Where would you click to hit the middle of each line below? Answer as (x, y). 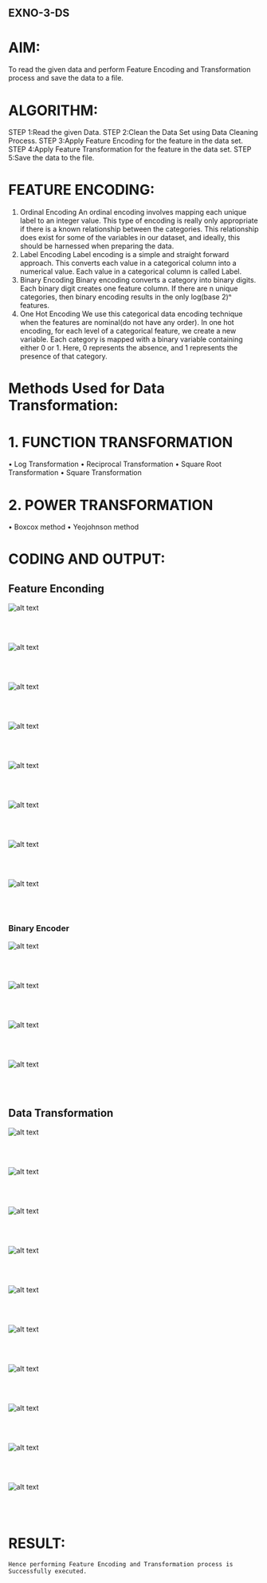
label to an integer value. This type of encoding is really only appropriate (139, 221)
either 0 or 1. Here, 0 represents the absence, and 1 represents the (128, 348)
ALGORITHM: (53, 110)
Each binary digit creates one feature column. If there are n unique (129, 289)
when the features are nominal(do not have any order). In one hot (127, 323)
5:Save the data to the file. (51, 158)
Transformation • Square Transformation (75, 473)
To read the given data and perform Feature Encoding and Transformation (130, 69)
